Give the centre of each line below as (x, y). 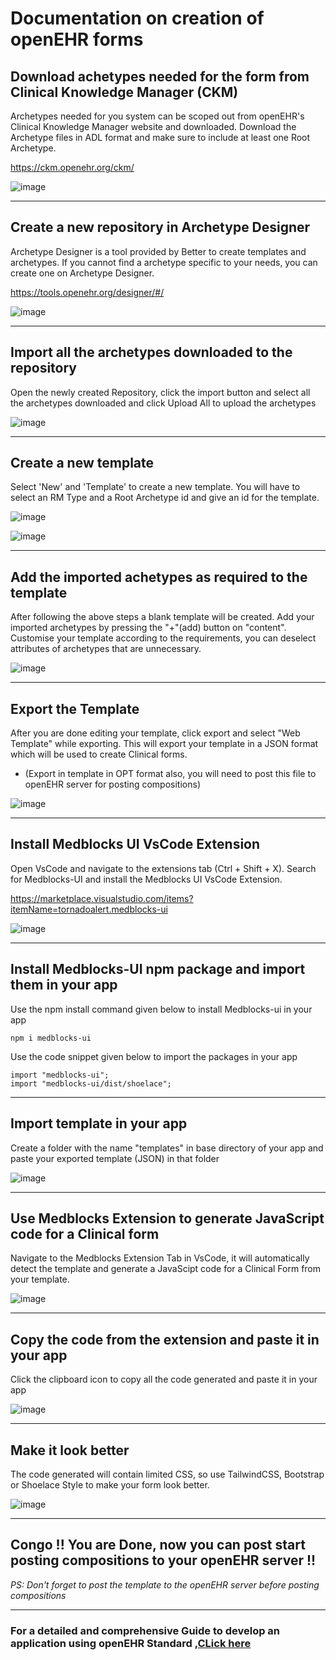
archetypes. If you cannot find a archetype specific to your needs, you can (164, 262)
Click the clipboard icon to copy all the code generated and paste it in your (164, 1379)
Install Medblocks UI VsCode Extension (135, 844)
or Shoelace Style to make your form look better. (110, 1484)
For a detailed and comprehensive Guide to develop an (145, 1630)
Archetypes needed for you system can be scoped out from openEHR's (157, 116)
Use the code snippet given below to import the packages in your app (154, 1056)
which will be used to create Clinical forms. (99, 754)
